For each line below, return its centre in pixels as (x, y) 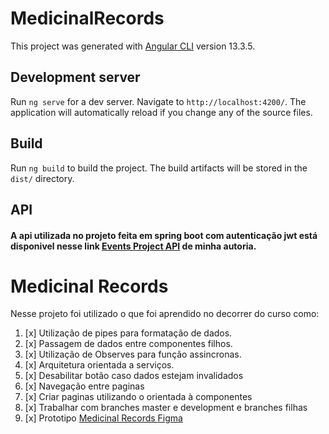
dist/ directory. (42, 178)
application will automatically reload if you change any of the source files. (161, 112)
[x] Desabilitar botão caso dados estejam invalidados (134, 376)
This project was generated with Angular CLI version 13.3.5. (133, 46)
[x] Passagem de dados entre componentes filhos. (128, 344)
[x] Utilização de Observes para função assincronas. (133, 354)
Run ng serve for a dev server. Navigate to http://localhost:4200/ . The (158, 101)
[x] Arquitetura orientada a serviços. (99, 365)
